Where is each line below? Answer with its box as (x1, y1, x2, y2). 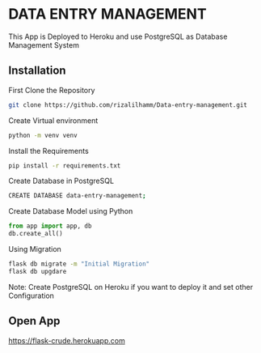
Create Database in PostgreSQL (8, 176, 115, 186)
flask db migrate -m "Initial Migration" (8, 260, 150, 268)
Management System (8, 40, 79, 49)
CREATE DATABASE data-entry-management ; (8, 192, 147, 200)
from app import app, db (8, 222, 92, 231)
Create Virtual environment (8, 115, 99, 125)
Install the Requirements (8, 146, 89, 155)
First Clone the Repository (8, 85, 95, 95)
